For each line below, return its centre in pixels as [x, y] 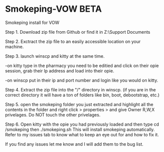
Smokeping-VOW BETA [54, 9]
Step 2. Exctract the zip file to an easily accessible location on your [73, 41]
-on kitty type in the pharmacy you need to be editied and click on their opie [82, 65]
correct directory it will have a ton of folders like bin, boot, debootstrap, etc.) [82, 95]
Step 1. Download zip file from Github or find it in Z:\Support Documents [78, 32]
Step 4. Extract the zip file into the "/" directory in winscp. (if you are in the [81, 89]
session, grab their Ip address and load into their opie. [60, 71]
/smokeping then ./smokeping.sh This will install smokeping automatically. [80, 129]
